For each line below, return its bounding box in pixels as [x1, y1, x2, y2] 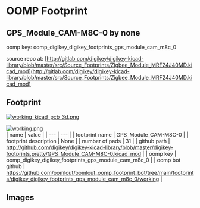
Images [6, 193, 35, 203]
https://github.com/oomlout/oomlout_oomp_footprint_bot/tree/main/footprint [6, 169, 194, 176]
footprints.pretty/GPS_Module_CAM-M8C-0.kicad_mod [6, 150, 142, 157]
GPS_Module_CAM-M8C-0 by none [6, 28, 140, 38]
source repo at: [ [6, 55, 47, 62]
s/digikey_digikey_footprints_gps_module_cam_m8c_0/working [6, 175, 160, 182]
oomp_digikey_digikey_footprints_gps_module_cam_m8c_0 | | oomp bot [6, 156, 181, 163]
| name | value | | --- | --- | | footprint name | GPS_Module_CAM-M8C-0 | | [6, 131, 189, 138]
